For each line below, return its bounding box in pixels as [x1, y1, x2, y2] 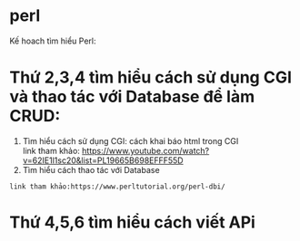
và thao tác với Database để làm [9, 87, 255, 107]
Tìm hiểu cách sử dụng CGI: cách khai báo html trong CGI [22, 135, 239, 146]
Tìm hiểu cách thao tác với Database [22, 164, 161, 175]
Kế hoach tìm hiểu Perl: [9, 35, 96, 46]
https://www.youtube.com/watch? [81, 145, 210, 156]
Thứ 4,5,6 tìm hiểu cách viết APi [9, 212, 256, 233]
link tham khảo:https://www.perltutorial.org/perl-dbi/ [9, 182, 225, 191]
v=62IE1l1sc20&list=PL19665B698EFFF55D [22, 155, 184, 166]
